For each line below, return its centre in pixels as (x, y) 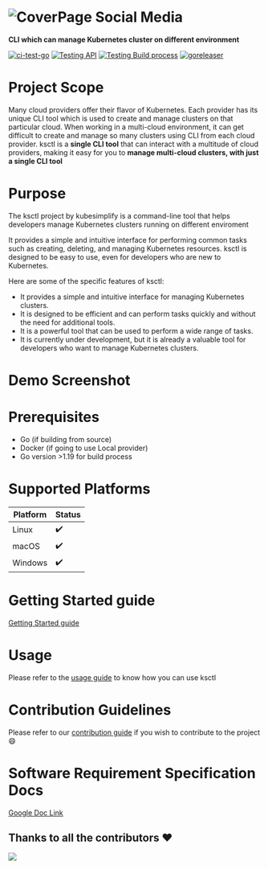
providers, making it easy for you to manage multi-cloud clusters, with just (134, 152)
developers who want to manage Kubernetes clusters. (109, 348)
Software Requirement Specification (132, 773)
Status (68, 514)
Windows (30, 563)
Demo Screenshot (69, 380)
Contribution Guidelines (90, 709)
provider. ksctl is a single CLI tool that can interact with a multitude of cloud (134, 144)
